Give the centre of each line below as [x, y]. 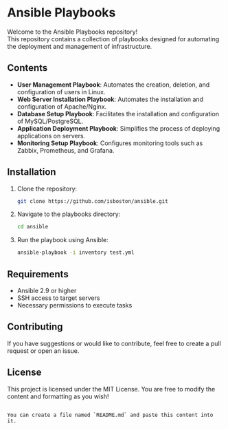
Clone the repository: [47, 189]
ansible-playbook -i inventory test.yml [76, 252]
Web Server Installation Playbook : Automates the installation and [110, 99]
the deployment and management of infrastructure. [80, 46]
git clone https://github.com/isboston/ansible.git [92, 201]
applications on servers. [51, 136]
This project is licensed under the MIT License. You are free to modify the [111, 389]
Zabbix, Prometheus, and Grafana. [66, 150]
